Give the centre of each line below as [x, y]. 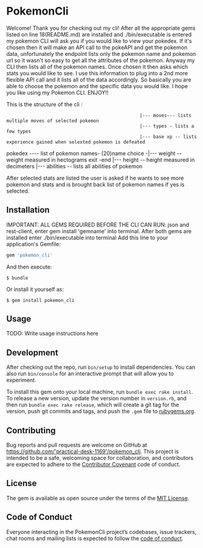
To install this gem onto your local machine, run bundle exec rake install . [100, 392]
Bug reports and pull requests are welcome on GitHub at [77, 445]
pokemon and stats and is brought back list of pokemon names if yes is [95, 184]
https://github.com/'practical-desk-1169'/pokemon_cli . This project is [93, 451]
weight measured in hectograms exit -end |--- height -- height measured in [101, 160]
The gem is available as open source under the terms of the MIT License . [98, 498]
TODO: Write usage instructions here [52, 334]
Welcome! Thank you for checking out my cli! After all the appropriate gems [101, 28]
